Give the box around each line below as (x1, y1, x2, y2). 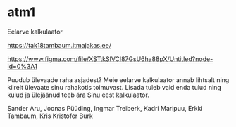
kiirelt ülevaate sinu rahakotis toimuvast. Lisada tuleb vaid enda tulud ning (7, 83, 222, 91)
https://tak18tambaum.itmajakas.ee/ (7, 41, 111, 49)
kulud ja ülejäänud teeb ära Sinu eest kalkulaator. (7, 91, 149, 99)
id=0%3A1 (7, 62, 37, 70)
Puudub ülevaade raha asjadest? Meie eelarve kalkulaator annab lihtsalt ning (7, 75, 230, 84)
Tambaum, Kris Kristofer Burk (7, 112, 93, 120)
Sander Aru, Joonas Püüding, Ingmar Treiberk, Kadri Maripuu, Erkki (7, 104, 203, 112)
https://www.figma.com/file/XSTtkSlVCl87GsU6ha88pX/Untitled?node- (7, 54, 213, 63)
